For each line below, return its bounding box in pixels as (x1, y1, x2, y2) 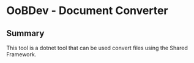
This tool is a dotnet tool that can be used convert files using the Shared (6, 44, 188, 51)
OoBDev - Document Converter (6, 4, 168, 18)
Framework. (6, 51, 37, 58)
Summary (6, 28, 45, 39)
